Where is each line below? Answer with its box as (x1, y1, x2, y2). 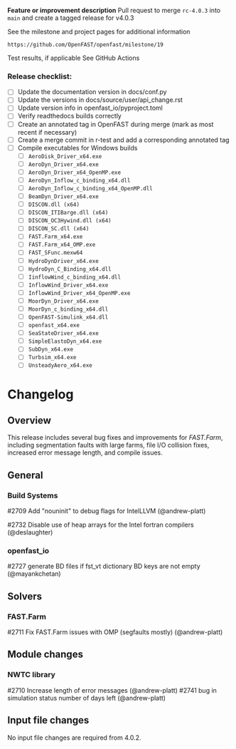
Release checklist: (7, 71, 73, 81)
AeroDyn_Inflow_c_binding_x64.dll (28, 177, 131, 184)
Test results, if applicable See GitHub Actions (7, 53, 140, 62)
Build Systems (7, 490, 58, 500)
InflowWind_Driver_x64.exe (28, 281, 109, 289)
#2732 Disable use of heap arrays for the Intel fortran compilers (7, 520, 194, 530)
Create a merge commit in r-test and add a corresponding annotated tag (17, 135, 230, 144)
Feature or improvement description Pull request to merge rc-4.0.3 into (7, 6, 221, 14)
